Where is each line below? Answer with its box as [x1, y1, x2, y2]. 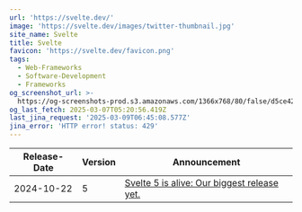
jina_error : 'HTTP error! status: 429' [9, 122, 159, 131]
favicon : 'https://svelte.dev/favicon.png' [9, 47, 175, 56]
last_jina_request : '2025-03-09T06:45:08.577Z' [9, 113, 191, 122]
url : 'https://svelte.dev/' [9, 13, 115, 22]
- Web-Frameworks [17, 64, 83, 73]
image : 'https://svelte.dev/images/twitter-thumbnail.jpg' [9, 22, 235, 31]
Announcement [172, 156, 241, 168]
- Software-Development [17, 72, 106, 81]
